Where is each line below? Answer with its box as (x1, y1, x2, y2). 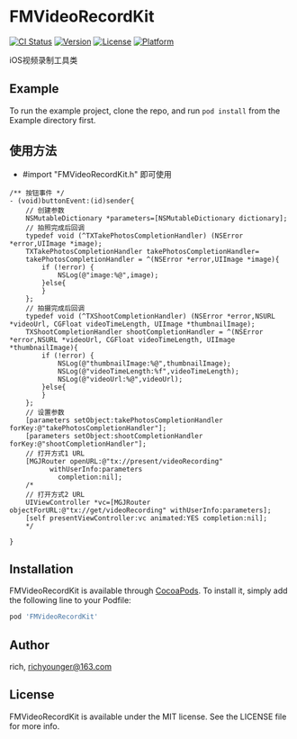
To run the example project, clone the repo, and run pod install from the (9, 105, 281, 116)
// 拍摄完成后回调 (25, 303, 85, 312)
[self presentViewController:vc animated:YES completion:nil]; (25, 513, 268, 523)
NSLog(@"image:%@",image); (57, 270, 159, 280)
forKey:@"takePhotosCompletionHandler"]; (9, 423, 167, 433)
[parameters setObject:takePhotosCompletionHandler (25, 416, 223, 425)
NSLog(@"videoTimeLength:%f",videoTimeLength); (57, 366, 240, 375)
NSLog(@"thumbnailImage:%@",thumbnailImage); (57, 358, 231, 368)
